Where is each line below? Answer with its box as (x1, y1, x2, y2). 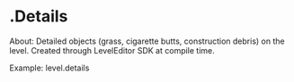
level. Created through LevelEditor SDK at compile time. (9, 45, 216, 55)
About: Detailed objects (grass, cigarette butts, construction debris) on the (9, 36, 285, 46)
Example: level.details (9, 62, 90, 73)
